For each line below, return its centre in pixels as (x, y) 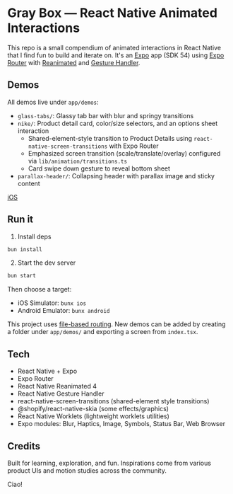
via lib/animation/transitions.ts (78, 161)
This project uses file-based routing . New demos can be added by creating (116, 324)
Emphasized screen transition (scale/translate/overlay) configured (124, 153)
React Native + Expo (47, 371)
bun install (25, 249)
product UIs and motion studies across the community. (87, 470)
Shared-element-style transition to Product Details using (110, 138)
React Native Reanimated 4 (57, 386)
